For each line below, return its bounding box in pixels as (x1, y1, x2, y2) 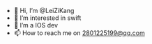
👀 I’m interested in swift (13, 14, 82, 22)
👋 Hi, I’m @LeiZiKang (13, 7, 75, 14)
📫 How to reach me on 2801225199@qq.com (13, 29, 145, 37)
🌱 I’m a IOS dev (13, 21, 58, 29)
